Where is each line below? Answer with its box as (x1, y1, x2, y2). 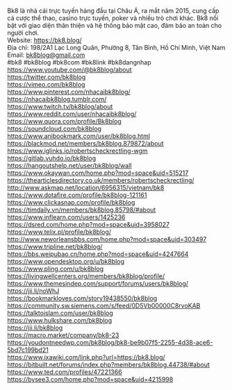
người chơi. (7, 28, 40, 37)
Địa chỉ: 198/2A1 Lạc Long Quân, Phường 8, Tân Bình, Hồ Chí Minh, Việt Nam (7, 44, 226, 51)
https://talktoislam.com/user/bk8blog (7, 309, 113, 317)
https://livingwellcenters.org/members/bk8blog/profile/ (7, 272, 165, 280)
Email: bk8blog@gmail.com (7, 51, 85, 59)
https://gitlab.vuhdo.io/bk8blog (7, 154, 97, 162)
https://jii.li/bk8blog (7, 323, 63, 332)
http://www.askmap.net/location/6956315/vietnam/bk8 (7, 184, 165, 192)
